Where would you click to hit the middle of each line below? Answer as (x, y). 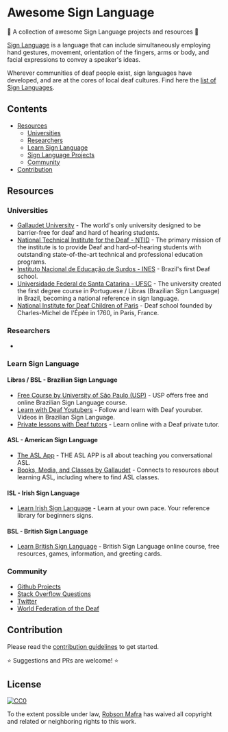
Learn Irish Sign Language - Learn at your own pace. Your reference (113, 508)
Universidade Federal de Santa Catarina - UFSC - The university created (119, 284)
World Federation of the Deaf (58, 608)
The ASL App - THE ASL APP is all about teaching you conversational (115, 455)
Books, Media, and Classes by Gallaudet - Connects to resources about (118, 470)
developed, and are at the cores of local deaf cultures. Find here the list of (112, 80)
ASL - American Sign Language (52, 440)
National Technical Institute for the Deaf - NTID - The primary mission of (119, 240)
